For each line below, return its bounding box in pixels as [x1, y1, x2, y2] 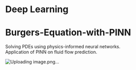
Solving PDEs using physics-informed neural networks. [5, 44, 121, 50]
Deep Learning [5, 4, 69, 15]
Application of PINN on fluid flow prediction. [5, 49, 97, 55]
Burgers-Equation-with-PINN [5, 27, 131, 39]
